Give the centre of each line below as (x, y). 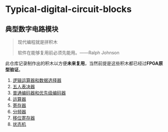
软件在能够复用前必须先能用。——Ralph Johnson (68, 53)
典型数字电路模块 (32, 29)
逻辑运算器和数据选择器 (37, 80)
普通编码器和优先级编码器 (39, 93)
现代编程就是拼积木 (38, 42)
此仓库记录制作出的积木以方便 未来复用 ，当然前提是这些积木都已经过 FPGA (82, 63)
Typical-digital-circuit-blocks (69, 9)
